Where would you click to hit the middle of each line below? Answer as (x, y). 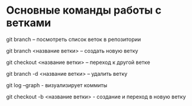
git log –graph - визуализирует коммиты (57, 85)
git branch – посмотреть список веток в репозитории (74, 39)
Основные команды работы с (84, 10)
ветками (29, 23)
